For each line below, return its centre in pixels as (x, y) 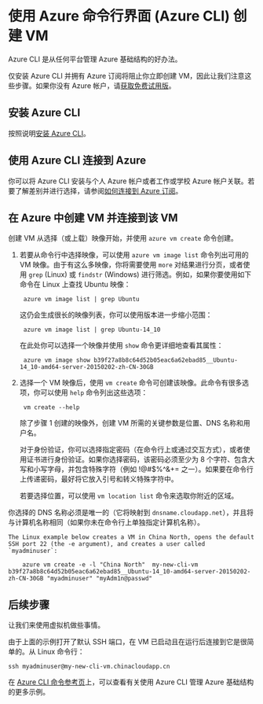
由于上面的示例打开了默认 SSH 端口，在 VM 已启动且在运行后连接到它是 (124, 642)
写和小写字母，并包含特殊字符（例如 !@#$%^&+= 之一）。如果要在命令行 (136, 470)
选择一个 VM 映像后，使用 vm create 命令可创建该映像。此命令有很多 (131, 383)
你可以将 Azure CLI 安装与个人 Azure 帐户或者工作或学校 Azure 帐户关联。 (128, 181)
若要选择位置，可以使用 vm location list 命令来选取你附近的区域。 (129, 496)
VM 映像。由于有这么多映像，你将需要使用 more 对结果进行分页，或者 (131, 265)
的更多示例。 (29, 692)
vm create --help (51, 407)
